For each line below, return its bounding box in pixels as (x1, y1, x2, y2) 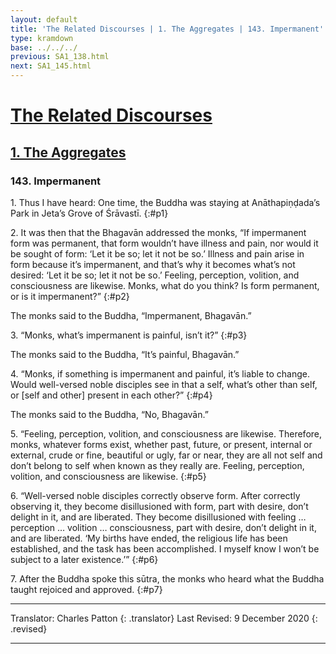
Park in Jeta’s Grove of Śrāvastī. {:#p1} (10, 207, 169, 219)
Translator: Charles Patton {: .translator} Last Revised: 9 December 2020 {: (10, 612, 318, 624)
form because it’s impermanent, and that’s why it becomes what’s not (10, 258, 296, 270)
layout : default (10, 14, 78, 25)
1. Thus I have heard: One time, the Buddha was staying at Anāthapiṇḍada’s (10, 196, 321, 208)
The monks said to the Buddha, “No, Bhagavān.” (10, 408, 209, 420)
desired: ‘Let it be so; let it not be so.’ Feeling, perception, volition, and (10, 269, 300, 281)
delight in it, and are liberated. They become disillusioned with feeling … (10, 511, 307, 523)
